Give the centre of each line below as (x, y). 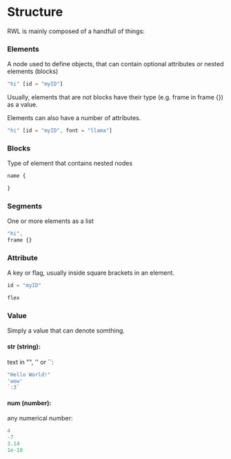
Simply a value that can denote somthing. (66, 331)
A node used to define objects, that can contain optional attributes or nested (115, 64)
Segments (25, 206)
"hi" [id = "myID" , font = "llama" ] (60, 131)
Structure (35, 12)
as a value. (22, 105)
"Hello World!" (29, 374)
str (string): (24, 346)
